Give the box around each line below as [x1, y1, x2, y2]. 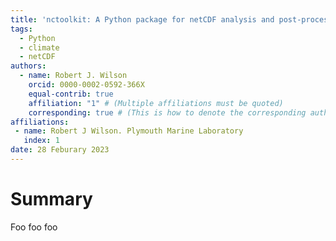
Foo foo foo [10, 221, 58, 233]
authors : [10, 61, 47, 71]
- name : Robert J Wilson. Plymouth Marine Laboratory [14, 126, 244, 136]
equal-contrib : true [28, 89, 114, 99]
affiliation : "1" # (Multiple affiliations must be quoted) [28, 98, 284, 108]
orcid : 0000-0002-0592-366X [28, 80, 145, 90]
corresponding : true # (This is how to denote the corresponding [28, 107, 307, 118]
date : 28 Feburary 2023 [10, 145, 110, 155]
